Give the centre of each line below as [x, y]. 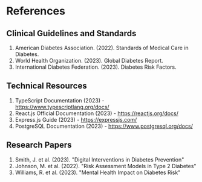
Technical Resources [47, 86]
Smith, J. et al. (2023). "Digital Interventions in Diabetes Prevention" [99, 159]
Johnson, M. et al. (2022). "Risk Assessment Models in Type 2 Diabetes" [106, 166]
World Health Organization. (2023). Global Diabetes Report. [89, 61]
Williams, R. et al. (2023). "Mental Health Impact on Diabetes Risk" [98, 172]
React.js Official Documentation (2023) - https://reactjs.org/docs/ [96, 113]
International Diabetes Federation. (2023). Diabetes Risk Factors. [96, 67]
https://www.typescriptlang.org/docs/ [62, 107]
